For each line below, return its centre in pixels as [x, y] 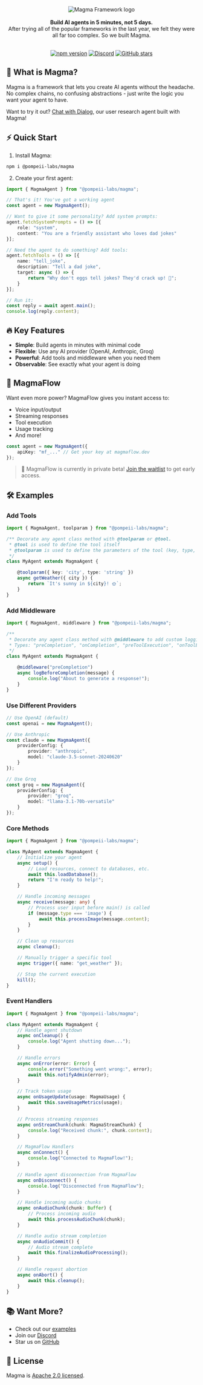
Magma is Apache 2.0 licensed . [45, 1375]
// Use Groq [21, 779]
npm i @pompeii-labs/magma [40, 166]
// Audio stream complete [61, 1247]
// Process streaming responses [58, 1119]
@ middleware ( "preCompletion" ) [55, 667]
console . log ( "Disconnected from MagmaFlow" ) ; [86, 1186]
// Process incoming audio [62, 1214]
